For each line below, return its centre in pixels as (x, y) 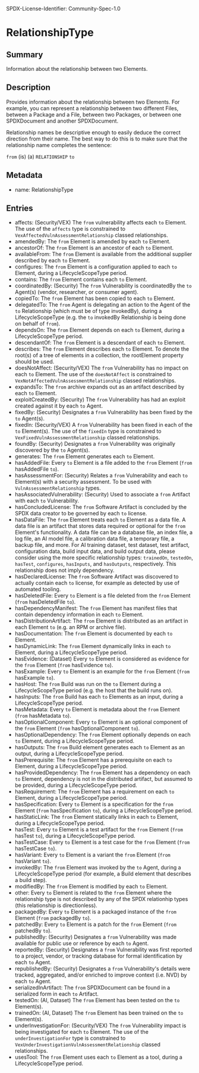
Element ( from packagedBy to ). (53, 918)
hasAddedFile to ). (37, 469)
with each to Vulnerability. (47, 501)
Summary (25, 54)
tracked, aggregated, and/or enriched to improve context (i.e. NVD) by (101, 975)
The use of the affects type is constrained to (70, 229)
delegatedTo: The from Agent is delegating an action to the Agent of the (102, 305)
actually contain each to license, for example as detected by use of (97, 583)
